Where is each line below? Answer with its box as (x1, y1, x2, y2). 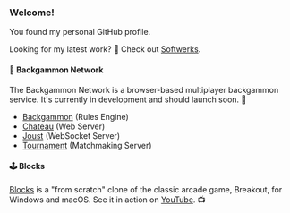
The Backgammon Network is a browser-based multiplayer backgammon (9, 84, 279, 95)
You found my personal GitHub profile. (9, 27, 151, 38)
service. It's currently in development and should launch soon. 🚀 (9, 94, 247, 105)
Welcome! (9, 6, 55, 19)
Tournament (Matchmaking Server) (21, 140, 152, 150)
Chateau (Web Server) (21, 121, 106, 132)
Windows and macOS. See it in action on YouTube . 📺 (9, 194, 206, 205)
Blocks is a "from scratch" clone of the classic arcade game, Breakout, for (9, 183, 283, 194)
